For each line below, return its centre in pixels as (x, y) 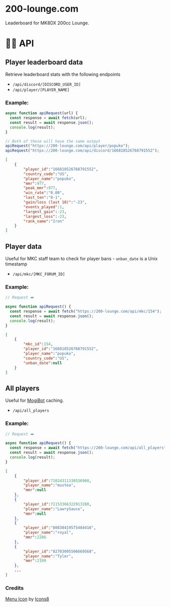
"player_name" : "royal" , (48, 533)
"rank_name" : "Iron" (44, 221)
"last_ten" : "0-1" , (43, 198)
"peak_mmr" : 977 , (40, 188)
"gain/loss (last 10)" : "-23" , (55, 203)
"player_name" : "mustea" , (50, 485)
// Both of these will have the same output (53, 141)
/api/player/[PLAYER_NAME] (41, 90)
